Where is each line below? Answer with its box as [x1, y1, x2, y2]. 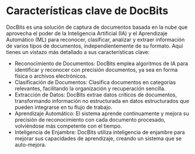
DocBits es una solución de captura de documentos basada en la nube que [6, 24, 188, 31]
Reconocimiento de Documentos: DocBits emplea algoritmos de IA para [14, 60, 189, 67]
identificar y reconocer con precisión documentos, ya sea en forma [14, 66, 178, 73]
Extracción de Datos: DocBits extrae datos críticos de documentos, [14, 91, 177, 98]
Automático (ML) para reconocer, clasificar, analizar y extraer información [6, 36, 185, 43]
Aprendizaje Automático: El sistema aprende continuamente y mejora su [14, 110, 189, 117]
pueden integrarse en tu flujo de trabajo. [14, 103, 113, 111]
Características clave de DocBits [6, 4, 169, 18]
